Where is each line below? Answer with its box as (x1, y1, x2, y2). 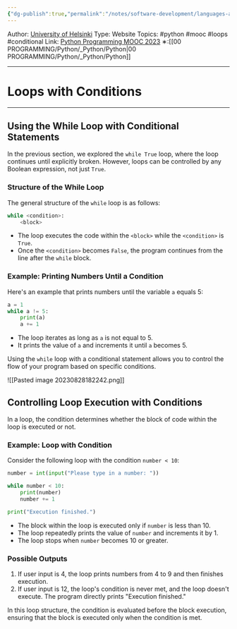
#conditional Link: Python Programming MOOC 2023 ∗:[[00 (7, 37, 182, 46)
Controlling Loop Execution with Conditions (7, 396, 202, 408)
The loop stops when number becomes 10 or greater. (17, 536, 169, 544)
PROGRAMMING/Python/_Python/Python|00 (7, 44, 136, 53)
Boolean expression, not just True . (7, 165, 107, 173)
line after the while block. (17, 254, 92, 262)
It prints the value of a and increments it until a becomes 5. (17, 341, 188, 350)
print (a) (20, 314, 46, 322)
